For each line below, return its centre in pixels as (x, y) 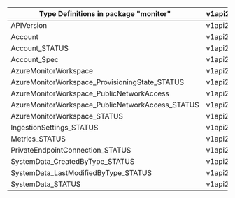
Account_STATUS (40, 48)
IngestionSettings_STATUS (55, 127)
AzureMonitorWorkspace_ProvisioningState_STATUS (98, 82)
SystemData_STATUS (46, 184)
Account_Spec (35, 60)
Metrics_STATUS (38, 139)
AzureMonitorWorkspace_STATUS (67, 116)
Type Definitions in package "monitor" (105, 14)
